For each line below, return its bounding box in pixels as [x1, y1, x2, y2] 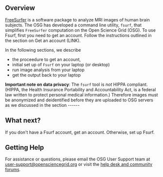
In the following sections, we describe [5, 47, 81, 53]
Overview [5, 4, 36, 12]
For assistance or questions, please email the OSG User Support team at [5, 156, 150, 162]
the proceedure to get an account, [12, 56, 81, 62]
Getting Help [5, 143, 44, 152]
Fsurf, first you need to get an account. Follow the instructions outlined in [5, 32, 152, 38]
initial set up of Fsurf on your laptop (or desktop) [12, 61, 110, 67]
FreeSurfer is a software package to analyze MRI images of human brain [5, 17, 150, 22]
